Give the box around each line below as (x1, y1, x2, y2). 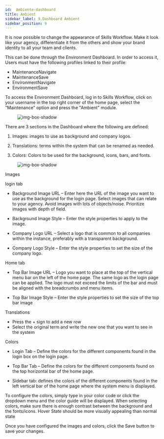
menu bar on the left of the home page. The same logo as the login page (12, 275, 159, 281)
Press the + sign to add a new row (12, 319, 82, 325)
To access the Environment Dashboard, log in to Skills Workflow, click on (5, 94, 152, 100)
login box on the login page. (12, 353, 69, 359)
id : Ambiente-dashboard (5, 7, 56, 12)
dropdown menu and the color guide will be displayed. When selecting (5, 398, 147, 404)
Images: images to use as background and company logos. (12, 133, 132, 139)
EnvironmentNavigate (12, 80, 56, 86)
